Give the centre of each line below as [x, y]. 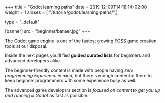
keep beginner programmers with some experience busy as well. [71, 81]
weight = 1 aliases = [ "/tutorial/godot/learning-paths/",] [61, 12]
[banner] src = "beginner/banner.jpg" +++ [48, 31]
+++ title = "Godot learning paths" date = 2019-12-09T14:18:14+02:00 [76, 7]
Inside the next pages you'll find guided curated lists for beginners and [78, 55]
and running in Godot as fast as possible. [47, 95]
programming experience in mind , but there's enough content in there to [78, 75]
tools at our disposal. [26, 46]
